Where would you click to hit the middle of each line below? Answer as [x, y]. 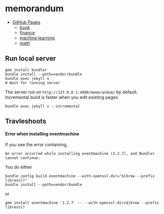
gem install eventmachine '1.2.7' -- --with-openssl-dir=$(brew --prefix [82, 203]
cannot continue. [23, 158]
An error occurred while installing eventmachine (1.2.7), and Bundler [80, 154]
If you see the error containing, [36, 145]
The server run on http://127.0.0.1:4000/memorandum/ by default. [72, 92]
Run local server [31, 59]
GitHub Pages [26, 22]
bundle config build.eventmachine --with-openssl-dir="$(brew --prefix [80, 176]
